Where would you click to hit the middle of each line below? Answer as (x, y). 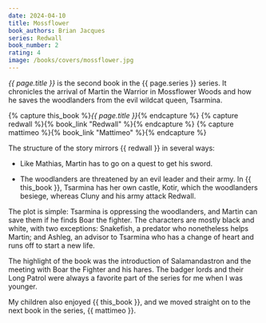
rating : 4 (25, 53)
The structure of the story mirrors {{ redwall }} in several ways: (112, 148)
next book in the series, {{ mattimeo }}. (72, 310)
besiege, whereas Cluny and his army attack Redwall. (108, 196)
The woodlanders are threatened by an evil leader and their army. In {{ (135, 179)
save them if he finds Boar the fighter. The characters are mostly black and (131, 220)
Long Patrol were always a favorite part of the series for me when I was (126, 277)
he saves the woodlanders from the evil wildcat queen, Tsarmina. (115, 100)
